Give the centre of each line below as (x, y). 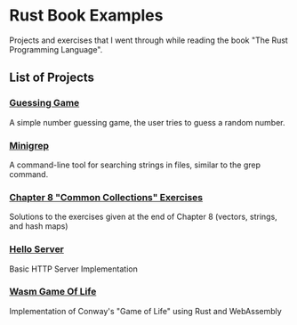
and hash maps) (39, 226)
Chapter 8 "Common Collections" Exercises (106, 197)
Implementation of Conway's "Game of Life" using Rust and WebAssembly (145, 311)
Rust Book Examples (86, 16)
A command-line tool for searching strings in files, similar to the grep (135, 165)
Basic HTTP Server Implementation (73, 269)
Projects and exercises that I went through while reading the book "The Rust (149, 40)
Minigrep (29, 145)
